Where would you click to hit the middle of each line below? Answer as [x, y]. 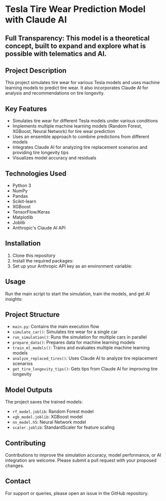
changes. [15, 466]
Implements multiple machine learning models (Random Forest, [77, 126]
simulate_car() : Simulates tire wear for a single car [65, 332]
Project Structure [32, 315]
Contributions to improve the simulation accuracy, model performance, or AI [83, 455]
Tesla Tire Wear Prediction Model [76, 9]
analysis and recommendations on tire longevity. [55, 93]
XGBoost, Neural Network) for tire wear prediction [64, 131]
